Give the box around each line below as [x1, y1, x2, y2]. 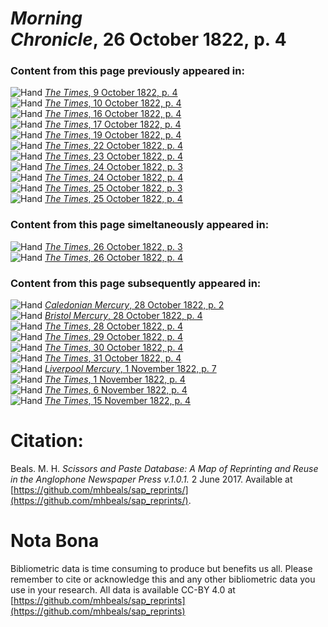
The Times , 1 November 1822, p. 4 [44, 373, 186, 386]
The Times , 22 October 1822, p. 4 [44, 140, 183, 152]
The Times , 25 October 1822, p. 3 [44, 182, 183, 194]
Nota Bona [10, 530, 100, 552]
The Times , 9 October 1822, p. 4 [44, 87, 178, 99]
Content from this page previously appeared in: [10, 64, 245, 78]
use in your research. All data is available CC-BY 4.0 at [10, 583, 236, 596]
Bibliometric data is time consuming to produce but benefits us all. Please [10, 562, 313, 574]
